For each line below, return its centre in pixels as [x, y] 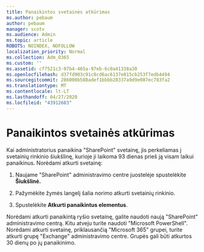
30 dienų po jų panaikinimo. [41, 242]
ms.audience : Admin [31, 35]
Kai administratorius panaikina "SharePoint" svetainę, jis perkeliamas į [94, 149]
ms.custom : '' [24, 63]
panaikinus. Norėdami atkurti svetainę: [55, 163]
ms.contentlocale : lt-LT [38, 92]
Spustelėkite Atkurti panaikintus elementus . [71, 204]
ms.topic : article [30, 40]
